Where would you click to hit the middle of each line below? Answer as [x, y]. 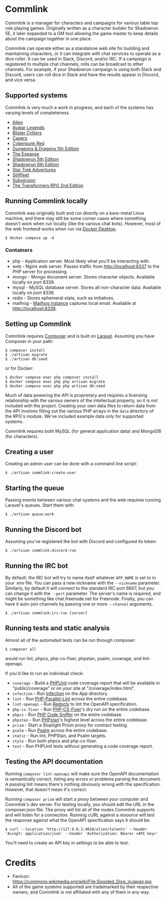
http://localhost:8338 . [34, 308]
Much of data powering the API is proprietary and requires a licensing [76, 395]
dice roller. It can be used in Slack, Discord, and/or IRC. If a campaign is [78, 58]
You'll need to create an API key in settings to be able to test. [67, 843]
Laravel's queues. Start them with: [40, 505]
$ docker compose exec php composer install [52, 377]
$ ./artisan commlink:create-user [41, 473]
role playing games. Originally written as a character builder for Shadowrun [82, 28]
